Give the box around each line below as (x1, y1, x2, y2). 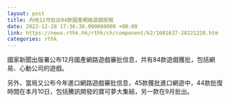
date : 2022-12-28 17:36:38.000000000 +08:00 (7, 23, 138, 30)
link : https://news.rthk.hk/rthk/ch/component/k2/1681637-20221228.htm (7, 29, 218, 37)
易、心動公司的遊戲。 (7, 64, 68, 72)
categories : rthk (7, 36, 57, 43)
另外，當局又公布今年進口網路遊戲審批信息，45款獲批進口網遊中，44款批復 (7, 79, 223, 87)
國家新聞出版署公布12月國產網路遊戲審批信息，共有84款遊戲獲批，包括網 (7, 56, 215, 64)
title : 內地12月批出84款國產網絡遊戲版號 (7, 17, 114, 23)
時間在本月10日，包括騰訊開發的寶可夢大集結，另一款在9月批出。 (7, 88, 194, 96)
